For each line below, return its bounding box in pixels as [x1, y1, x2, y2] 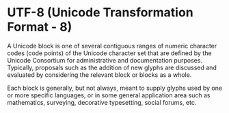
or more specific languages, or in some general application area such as [7, 91, 211, 99]
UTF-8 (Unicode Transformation [7, 5, 193, 20]
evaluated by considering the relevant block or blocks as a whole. [7, 70, 192, 79]
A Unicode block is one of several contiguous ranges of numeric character [7, 42, 217, 50]
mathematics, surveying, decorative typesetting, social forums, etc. [7, 98, 197, 106]
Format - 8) [7, 19, 72, 35]
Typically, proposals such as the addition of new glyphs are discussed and [7, 63, 217, 71]
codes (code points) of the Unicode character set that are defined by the [7, 49, 212, 57]
